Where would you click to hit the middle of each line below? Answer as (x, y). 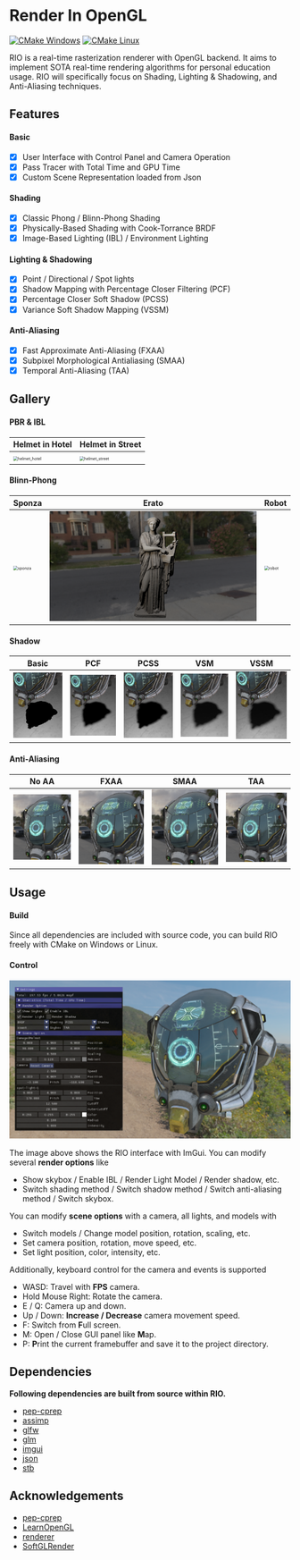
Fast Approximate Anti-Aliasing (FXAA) (93, 350)
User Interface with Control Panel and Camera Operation (126, 156)
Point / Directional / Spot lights (78, 279)
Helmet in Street (111, 444)
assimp (35, 1420)
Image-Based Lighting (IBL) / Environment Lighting (115, 239)
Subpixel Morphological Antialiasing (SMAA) (104, 360)
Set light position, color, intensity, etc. (91, 1252)
